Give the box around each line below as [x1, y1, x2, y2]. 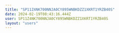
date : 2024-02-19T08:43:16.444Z [5, 12, 71, 16]
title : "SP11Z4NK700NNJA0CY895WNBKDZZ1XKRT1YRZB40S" [5, 7, 115, 12]
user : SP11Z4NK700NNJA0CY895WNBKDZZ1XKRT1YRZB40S [5, 16, 109, 21]
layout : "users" [5, 20, 38, 26]
